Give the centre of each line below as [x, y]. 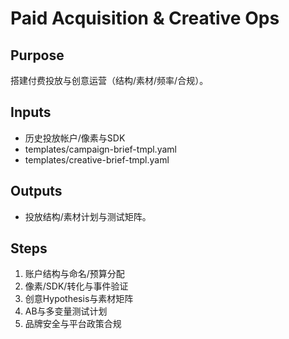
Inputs [31, 112]
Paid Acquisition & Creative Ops [145, 18]
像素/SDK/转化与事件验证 [76, 286]
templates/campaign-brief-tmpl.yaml [100, 149]
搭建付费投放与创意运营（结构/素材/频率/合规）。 [109, 80]
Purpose [37, 55]
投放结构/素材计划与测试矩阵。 [88, 216]
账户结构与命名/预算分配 [74, 274]
